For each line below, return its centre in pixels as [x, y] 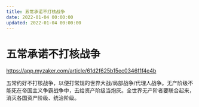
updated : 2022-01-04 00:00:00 [44, 23]
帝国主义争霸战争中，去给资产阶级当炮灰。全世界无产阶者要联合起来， [108, 90]
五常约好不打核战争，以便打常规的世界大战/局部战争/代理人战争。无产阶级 [97, 83]
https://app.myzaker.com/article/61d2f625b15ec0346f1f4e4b [81, 71]
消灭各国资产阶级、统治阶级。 [43, 98]
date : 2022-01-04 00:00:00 [40, 17]
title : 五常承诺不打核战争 [36, 12]
